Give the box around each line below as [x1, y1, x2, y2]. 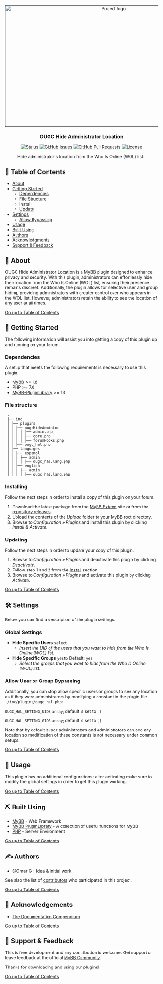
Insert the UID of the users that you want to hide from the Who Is [19, 645, 149, 651]
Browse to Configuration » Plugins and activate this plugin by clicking [12, 572, 151, 578]
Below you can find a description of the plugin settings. [5, 617, 115, 622]
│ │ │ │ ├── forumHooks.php [7, 438, 64, 443]
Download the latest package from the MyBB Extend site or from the [12, 504, 149, 509]
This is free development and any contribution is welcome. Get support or [5, 950, 153, 955]
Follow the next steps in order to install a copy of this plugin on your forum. [5, 494, 155, 500]
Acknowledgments [12, 237, 50, 243]
